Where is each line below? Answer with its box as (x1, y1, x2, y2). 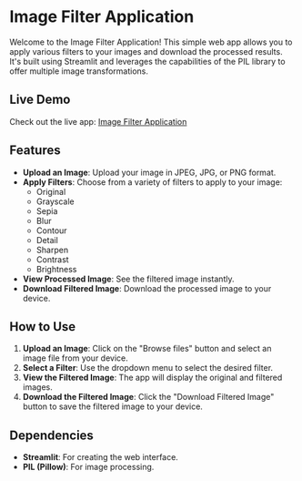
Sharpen (35, 244, 69, 255)
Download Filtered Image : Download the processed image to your (22, 282, 272, 293)
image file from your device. (22, 353, 129, 363)
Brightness (35, 263, 77, 274)
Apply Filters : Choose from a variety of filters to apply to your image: (22, 176, 283, 188)
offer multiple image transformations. (9, 66, 148, 77)
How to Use (9, 319, 76, 334)
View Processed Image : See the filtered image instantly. (22, 273, 235, 284)
